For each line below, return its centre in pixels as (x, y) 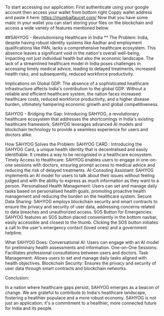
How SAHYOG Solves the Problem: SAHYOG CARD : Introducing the (73, 144)
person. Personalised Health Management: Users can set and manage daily (81, 186)
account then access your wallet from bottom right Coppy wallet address (79, 12)
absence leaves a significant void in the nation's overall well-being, (73, 53)
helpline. (14, 233)
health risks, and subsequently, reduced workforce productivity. (70, 74)
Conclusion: (17, 278)
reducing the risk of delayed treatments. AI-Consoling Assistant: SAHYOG (80, 170)
